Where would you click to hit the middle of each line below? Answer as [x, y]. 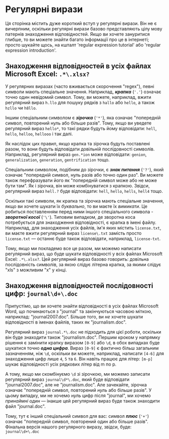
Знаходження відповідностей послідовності [79, 286]
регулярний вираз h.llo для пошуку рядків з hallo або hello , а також [80, 102]
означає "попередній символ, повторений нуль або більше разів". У [78, 390]
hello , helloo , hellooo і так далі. [39, 134]
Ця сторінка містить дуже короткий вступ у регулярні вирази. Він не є [81, 23]
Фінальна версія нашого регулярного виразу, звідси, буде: [69, 427]
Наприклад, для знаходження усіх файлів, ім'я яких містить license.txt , [83, 228]
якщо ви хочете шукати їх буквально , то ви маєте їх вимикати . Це [76, 206]
